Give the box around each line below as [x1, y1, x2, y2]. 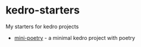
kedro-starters [5, 4, 80, 17]
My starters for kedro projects [5, 23, 79, 30]
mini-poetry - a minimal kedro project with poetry [14, 34, 135, 41]
